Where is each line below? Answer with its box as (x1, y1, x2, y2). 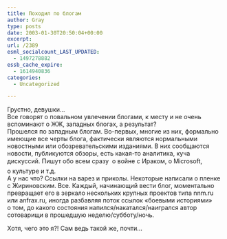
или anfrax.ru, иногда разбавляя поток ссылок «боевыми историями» (7, 196, 213, 205)
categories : (7, 74, 41, 81)
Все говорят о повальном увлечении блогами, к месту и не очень (7, 113, 202, 121)
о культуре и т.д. (7, 167, 56, 176)
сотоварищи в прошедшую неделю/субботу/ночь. (7, 211, 155, 219)
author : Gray (7, 17, 45, 23)
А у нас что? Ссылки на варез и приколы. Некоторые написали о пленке (7, 174, 221, 183)
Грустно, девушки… (7, 105, 65, 114)
